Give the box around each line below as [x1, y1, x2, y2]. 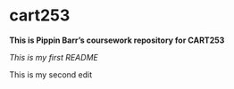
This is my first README [9, 52, 98, 62]
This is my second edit [9, 69, 93, 80]
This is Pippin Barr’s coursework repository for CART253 [9, 35, 225, 45]
